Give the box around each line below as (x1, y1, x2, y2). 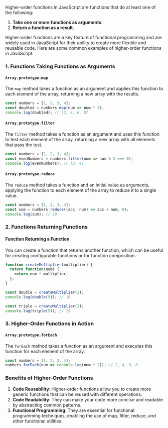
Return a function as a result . (12, 25, 74, 31)
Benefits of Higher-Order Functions (5, 374, 93, 381)
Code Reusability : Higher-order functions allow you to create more (12, 386, 151, 392)
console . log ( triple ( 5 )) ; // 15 (5, 308, 71, 313)
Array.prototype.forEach (5, 333, 57, 338)
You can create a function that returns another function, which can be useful (5, 247, 163, 253)
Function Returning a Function (5, 236, 70, 242)
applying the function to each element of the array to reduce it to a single (5, 187, 156, 193)
